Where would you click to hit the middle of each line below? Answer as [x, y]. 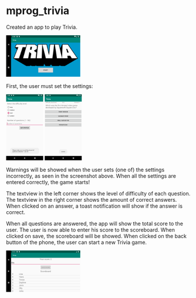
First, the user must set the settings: [50, 86]
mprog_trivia [38, 11]
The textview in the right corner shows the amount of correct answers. [92, 199]
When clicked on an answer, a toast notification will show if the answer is [94, 206]
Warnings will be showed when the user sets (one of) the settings [85, 170]
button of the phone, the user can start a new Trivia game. [77, 242]
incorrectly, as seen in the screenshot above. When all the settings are [91, 176]
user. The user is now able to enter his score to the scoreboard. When [90, 229]
